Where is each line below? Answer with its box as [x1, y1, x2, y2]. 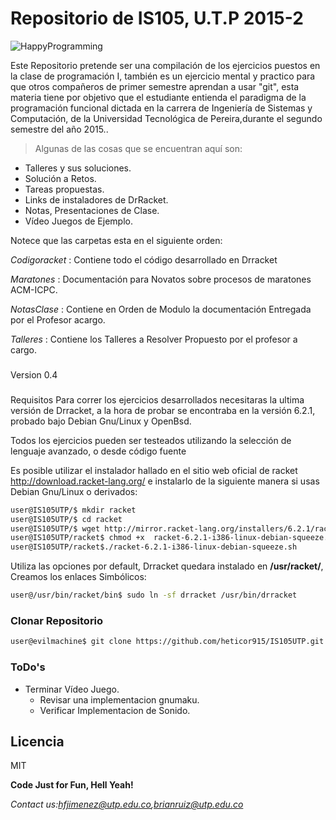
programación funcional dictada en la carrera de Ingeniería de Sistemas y [10, 102, 313, 114]
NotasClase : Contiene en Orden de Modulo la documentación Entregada [10, 303, 312, 315]
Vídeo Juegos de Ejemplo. [24, 215, 133, 227]
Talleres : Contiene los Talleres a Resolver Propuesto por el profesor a [10, 333, 298, 345]
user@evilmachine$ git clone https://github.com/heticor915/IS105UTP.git [10, 637, 325, 647]
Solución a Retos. [24, 172, 97, 184]
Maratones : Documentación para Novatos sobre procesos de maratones [10, 273, 312, 285]
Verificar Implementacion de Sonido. [39, 704, 191, 716]
